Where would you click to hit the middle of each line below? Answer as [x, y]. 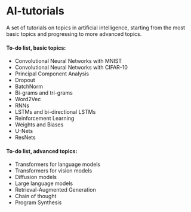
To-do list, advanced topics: [42, 151]
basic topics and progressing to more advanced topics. [74, 34]
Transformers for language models [57, 164]
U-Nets [24, 131]
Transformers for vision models [53, 171]
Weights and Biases [39, 125]
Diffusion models [36, 177]
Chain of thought [36, 196]
